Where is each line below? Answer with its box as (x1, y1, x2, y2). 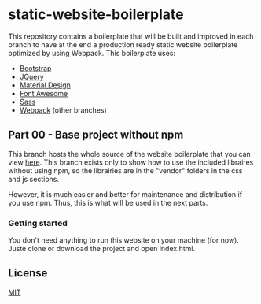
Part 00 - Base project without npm (8, 128, 184, 142)
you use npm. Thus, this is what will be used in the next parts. (8, 198, 208, 207)
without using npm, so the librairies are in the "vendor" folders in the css (8, 165, 243, 175)
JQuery (19, 72, 45, 81)
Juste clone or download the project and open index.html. (8, 244, 196, 254)
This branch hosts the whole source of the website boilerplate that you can (8, 149, 252, 158)
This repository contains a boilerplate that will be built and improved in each (8, 32, 254, 41)
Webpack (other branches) (19, 105, 108, 115)
